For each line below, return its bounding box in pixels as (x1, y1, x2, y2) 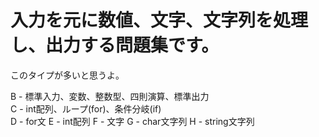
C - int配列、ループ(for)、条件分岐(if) (10, 102, 162, 115)
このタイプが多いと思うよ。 (10, 69, 125, 81)
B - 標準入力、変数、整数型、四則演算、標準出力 (10, 90, 210, 102)
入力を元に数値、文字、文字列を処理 (10, 9, 309, 32)
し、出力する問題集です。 (10, 34, 220, 57)
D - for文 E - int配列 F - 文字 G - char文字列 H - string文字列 (10, 115, 255, 127)
